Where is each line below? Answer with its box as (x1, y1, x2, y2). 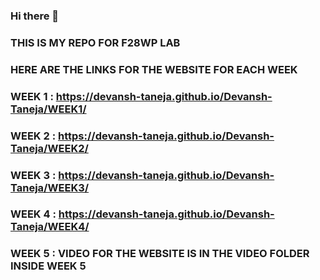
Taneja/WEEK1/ (10, 102, 87, 116)
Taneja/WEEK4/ (10, 220, 90, 234)
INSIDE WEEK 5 (10, 259, 87, 273)
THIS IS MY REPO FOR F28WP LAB (10, 35, 181, 49)
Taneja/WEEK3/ (10, 180, 90, 194)
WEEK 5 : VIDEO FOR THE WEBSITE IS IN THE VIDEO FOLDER (10, 247, 310, 261)
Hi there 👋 (10, 9, 60, 23)
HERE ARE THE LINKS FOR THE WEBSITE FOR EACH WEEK (10, 62, 298, 76)
